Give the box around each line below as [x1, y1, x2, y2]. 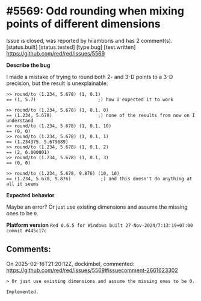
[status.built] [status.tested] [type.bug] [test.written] [6, 43, 136, 51]
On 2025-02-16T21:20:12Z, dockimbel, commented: [6, 260, 135, 267]
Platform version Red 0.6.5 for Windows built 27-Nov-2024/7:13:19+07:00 [6, 221, 193, 229]
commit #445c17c [6, 227, 47, 233]
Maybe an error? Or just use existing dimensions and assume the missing [6, 203, 188, 211]
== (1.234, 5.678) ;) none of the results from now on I [6, 112, 196, 118]
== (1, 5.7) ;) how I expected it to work [6, 97, 173, 103]
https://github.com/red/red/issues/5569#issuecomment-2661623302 [6, 267, 179, 274]
